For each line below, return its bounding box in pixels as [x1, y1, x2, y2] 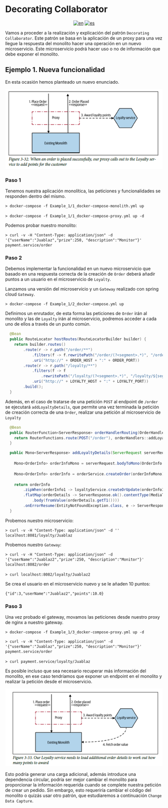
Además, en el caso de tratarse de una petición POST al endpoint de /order [5, 398, 158, 404]
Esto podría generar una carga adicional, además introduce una [5, 771, 136, 777]
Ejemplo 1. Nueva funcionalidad [5, 66, 105, 74]
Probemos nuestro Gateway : [5, 542, 61, 548]
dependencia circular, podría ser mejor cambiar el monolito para [5, 776, 137, 782]
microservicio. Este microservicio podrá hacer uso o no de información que [5, 46, 160, 52]
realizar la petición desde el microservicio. [5, 679, 92, 685]
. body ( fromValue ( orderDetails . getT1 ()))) [31, 498, 120, 503]
